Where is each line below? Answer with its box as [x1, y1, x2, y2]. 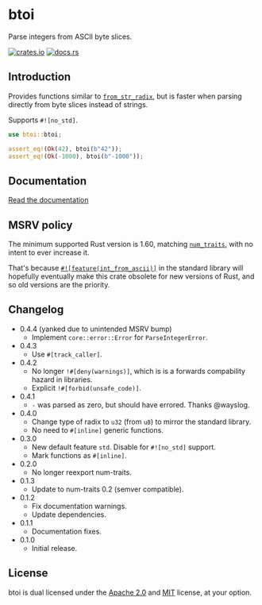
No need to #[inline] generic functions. [31, 425, 164, 434]
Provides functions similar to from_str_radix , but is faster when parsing [8, 91, 242, 101]
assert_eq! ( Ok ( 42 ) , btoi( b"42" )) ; [8, 145, 123, 152]
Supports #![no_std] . [8, 115, 78, 125]
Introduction [8, 70, 71, 84]
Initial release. [31, 543, 78, 553]
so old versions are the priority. [8, 280, 110, 289]
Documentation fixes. [31, 526, 102, 536]
